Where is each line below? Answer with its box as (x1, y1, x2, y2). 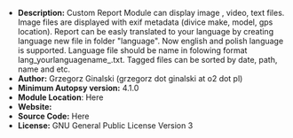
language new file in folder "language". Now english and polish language (17, 35, 284, 46)
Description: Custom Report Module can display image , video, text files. (17, 8, 285, 18)
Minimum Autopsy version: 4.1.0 (17, 83, 139, 93)
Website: (17, 102, 52, 111)
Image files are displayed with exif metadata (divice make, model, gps (17, 17, 273, 27)
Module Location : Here (17, 92, 104, 103)
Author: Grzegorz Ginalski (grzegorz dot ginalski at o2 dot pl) (17, 73, 243, 83)
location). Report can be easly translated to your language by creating (17, 27, 273, 36)
